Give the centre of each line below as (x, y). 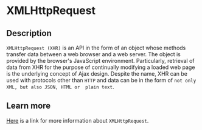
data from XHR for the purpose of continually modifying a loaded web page (101, 67)
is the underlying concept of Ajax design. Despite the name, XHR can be (97, 74)
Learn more (29, 106)
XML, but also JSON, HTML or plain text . (60, 87)
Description (29, 33)
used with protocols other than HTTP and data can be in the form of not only (101, 80)
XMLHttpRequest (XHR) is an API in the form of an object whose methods (96, 48)
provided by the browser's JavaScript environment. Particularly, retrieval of (100, 61)
